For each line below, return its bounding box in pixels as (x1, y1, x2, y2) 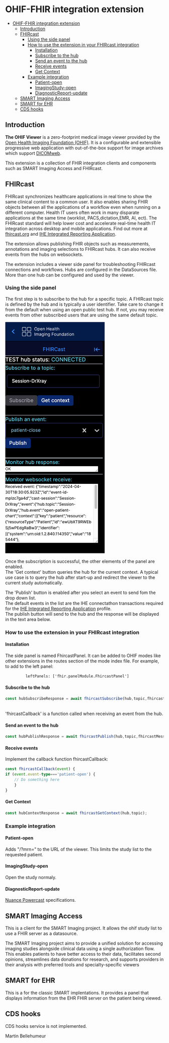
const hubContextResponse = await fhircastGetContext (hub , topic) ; (5, 810, 147, 815)
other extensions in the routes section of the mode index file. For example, (5, 657, 159, 664)
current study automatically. (5, 579, 63, 586)
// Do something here (14, 777, 59, 782)
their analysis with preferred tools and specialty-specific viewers (5, 962, 139, 968)
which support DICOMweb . (5, 150, 61, 156)
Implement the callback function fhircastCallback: (5, 756, 108, 762)
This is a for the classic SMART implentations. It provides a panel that (5, 990, 149, 996)
